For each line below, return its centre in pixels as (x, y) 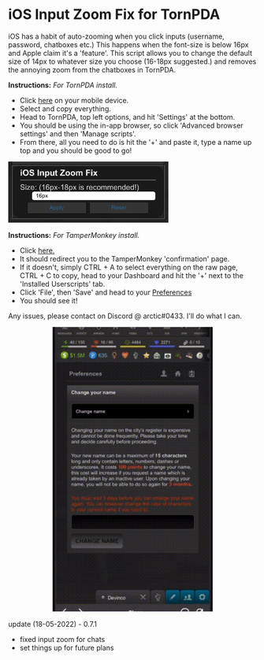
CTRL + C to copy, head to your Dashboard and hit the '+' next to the (132, 276)
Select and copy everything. (65, 109)
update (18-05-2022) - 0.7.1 (52, 624)
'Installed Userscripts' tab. (62, 284)
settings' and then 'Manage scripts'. (78, 133)
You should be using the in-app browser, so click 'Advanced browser (131, 125)
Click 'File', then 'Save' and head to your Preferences (106, 292)
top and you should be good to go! (76, 150)
